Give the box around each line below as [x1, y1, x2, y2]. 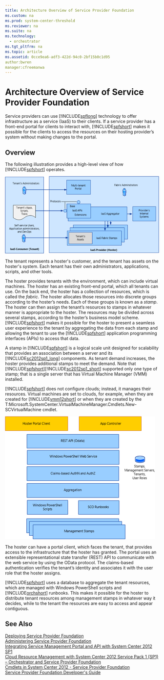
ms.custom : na [5, 13, 34, 18]
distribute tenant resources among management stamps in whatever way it [5, 595, 156, 601]
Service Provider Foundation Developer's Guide [5, 669, 101, 675]
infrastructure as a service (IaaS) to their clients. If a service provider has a [5, 118, 156, 125]
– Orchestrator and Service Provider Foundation [5, 659, 101, 665]
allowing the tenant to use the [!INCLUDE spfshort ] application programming [5, 330, 157, 336]
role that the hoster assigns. [5, 570, 61, 576]
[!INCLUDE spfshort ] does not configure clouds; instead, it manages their [5, 386, 151, 392]
